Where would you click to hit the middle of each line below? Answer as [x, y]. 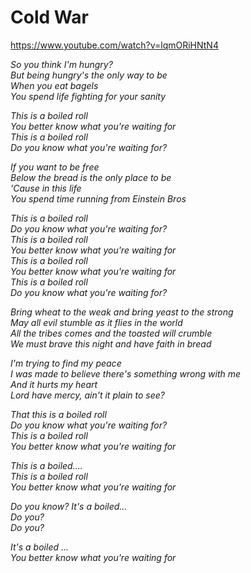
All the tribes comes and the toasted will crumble [111, 333]
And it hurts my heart [54, 384]
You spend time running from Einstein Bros [98, 198]
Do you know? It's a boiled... [69, 506]
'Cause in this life [46, 188]
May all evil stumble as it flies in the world [96, 322]
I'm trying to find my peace [66, 363]
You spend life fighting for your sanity [88, 96]
